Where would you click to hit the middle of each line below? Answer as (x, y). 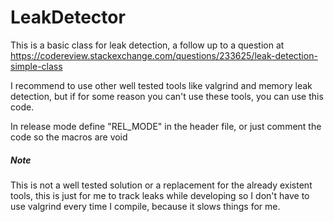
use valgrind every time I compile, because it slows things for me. (145, 206)
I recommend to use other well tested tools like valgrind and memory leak (161, 85)
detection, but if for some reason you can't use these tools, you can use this (167, 96)
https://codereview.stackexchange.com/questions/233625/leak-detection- (164, 55)
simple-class (36, 66)
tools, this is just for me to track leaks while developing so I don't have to (160, 195)
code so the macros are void (69, 137)
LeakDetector (68, 17)
